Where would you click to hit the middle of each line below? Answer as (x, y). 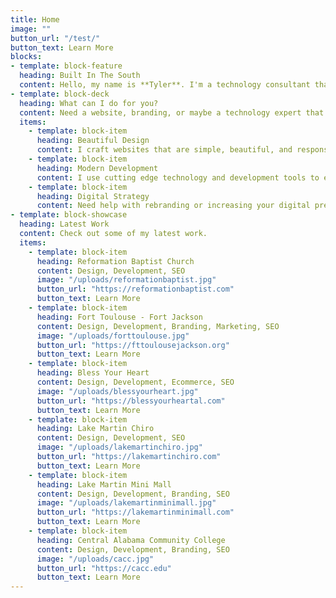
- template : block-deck (60, 94)
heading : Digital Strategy (93, 196)
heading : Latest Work (64, 224)
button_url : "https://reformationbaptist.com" (135, 289)
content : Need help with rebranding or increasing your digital (173, 206)
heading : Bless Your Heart (93, 373)
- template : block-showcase (69, 215)
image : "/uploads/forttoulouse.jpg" (113, 336)
